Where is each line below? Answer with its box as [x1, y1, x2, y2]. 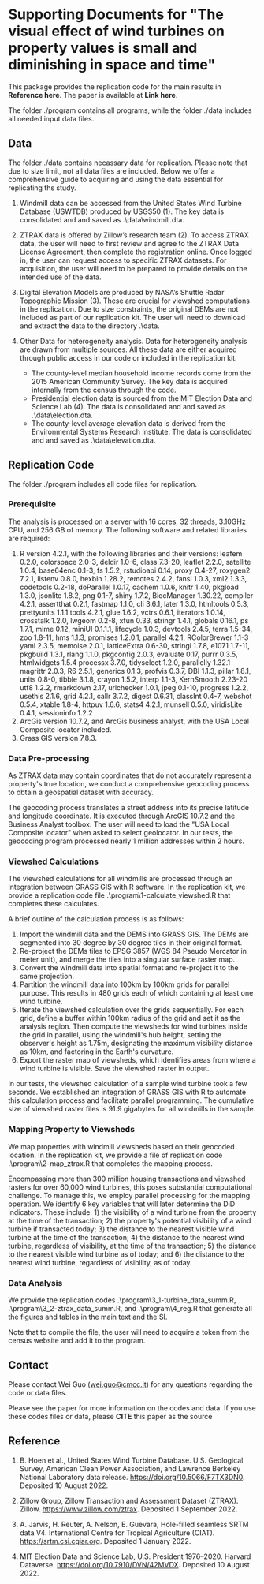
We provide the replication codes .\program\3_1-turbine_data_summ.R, [8, 1295, 236, 1305]
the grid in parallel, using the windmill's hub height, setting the [19, 1030, 222, 1040]
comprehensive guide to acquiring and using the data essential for [8, 174, 224, 184]
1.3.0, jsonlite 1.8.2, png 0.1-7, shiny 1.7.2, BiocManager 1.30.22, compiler [19, 590, 254, 600]
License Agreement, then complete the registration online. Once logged [19, 247, 252, 256]
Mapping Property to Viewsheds [8, 1124, 136, 1135]
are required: [8, 533, 50, 543]
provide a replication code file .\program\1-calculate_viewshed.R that [8, 891, 231, 900]
